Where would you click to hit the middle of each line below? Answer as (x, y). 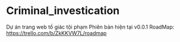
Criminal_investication (63, 11)
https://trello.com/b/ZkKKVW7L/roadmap (56, 33)
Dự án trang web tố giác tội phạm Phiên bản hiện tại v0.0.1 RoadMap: (90, 27)
